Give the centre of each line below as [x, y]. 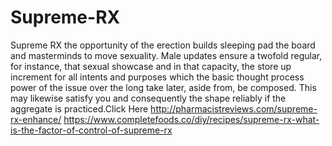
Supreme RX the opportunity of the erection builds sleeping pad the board [163, 45]
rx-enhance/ [36, 119]
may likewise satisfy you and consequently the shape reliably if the [148, 98]
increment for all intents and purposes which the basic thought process [157, 77]
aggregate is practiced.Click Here [79, 108]
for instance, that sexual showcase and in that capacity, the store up [151, 66]
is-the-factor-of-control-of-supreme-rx [91, 130]
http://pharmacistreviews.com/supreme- [234, 108]
